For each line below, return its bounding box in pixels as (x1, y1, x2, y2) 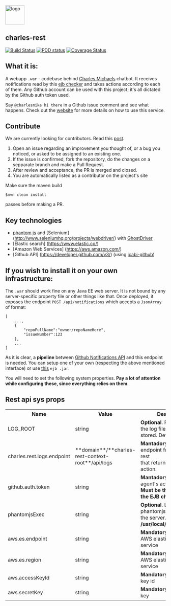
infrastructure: (5, 274, 53, 283)
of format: (5, 304, 26, 310)
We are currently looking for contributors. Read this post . (5, 136, 125, 142)
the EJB (140, 493, 160, 500)
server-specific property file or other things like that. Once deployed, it (5, 294, 154, 300)
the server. (140, 514, 166, 521)
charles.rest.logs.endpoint (8, 453, 70, 460)
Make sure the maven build (5, 183, 62, 189)
